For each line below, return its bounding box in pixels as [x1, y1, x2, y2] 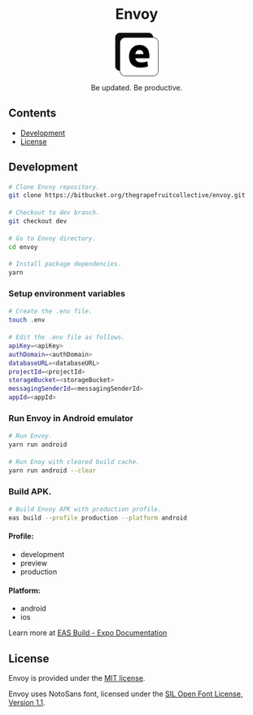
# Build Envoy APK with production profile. [8, 506, 162, 514]
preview [20, 559, 47, 568]
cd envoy [8, 243, 38, 251]
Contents [8, 107, 57, 121]
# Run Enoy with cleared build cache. [8, 458, 140, 467]
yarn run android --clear [8, 466, 96, 475]
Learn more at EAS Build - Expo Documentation [8, 628, 168, 638]
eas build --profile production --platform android [8, 514, 187, 522]
